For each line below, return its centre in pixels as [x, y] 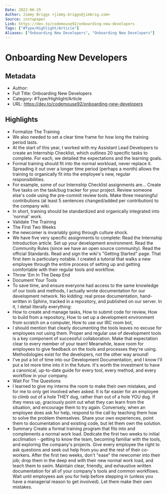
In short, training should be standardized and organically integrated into [86, 211]
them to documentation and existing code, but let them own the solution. [87, 423]
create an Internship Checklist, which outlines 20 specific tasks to [80, 153]
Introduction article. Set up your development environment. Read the [83, 243]
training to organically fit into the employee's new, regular [71, 174]
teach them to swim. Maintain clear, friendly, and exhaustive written [82, 466]
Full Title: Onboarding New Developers [52, 93]
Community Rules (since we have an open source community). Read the [86, 248]
